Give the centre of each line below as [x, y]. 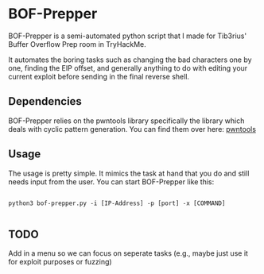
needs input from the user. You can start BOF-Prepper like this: [111, 181]
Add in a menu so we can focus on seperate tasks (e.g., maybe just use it [128, 253]
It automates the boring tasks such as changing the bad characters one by [130, 60]
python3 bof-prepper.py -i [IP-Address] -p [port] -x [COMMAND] [117, 203]
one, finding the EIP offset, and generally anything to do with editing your [128, 68]
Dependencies [45, 101]
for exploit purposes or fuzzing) [60, 262]
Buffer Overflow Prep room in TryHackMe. [78, 44]
